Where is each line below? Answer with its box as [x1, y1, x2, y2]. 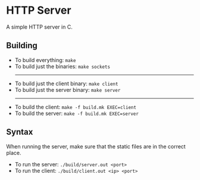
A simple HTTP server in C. [6, 23, 73, 30]
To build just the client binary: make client [14, 80, 118, 87]
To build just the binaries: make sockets [14, 63, 111, 70]
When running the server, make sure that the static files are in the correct [6, 142, 186, 150]
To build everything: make [14, 56, 76, 63]
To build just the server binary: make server [14, 86, 121, 93]
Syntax [6, 127, 33, 137]
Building [6, 41, 37, 51]
